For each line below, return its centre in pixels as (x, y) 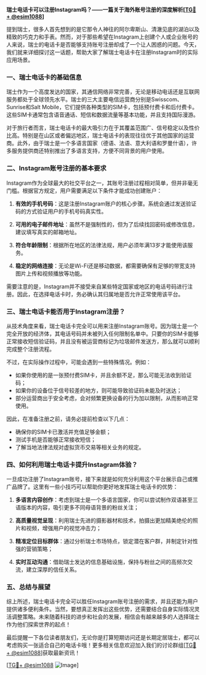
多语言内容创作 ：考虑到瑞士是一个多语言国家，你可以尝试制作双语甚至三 (106, 500)
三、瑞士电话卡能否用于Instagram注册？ (66, 311)
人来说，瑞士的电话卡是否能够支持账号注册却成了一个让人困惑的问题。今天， (103, 44)
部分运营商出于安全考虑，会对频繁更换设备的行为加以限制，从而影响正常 (106, 398)
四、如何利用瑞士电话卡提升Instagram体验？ (72, 465)
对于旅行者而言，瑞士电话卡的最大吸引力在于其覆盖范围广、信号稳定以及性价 (103, 128)
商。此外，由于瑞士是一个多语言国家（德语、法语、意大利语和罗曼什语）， (99, 143)
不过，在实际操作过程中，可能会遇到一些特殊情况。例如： (79, 362)
